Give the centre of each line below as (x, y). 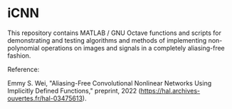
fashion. (19, 56)
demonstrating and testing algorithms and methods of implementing (107, 40)
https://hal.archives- (170, 90)
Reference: (23, 69)
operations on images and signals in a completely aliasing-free (133, 48)
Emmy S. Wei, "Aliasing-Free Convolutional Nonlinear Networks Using (110, 83)
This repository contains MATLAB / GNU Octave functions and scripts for (115, 33)
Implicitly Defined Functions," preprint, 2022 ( (74, 90)
